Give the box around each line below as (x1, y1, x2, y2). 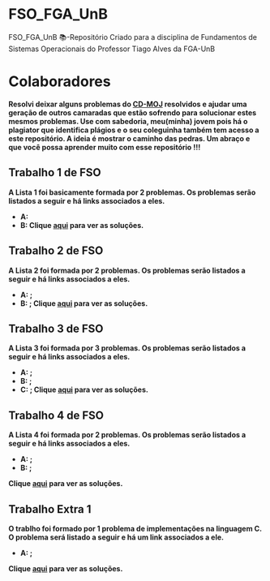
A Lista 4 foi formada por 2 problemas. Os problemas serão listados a (8, 430, 246, 440)
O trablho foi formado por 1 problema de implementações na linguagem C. (8, 523, 262, 533)
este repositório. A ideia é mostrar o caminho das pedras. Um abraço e (8, 133, 251, 143)
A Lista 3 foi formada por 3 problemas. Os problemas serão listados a (8, 343, 246, 353)
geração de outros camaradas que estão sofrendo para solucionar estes (8, 107, 257, 118)
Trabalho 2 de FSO (8, 244, 104, 258)
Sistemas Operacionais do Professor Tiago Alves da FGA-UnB (8, 44, 216, 54)
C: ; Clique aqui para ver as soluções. (19, 385, 148, 394)
